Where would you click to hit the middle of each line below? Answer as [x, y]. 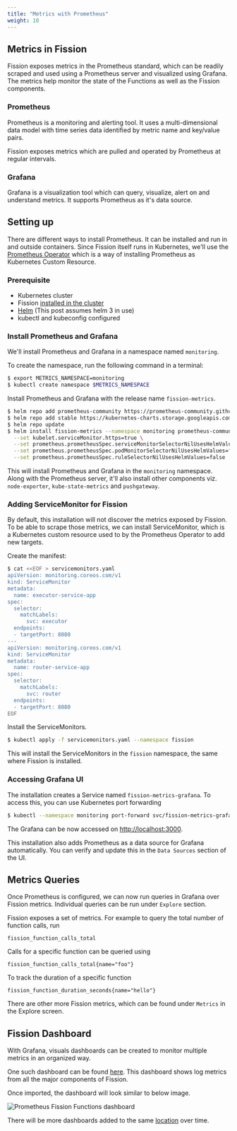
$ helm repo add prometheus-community [64, 412]
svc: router [43, 694]
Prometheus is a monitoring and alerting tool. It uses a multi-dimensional [113, 122]
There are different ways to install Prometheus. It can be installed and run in [117, 239]
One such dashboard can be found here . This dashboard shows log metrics [117, 1072]
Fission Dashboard [49, 1033]
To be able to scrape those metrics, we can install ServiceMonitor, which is [116, 527]
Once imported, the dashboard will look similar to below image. [99, 1093]
